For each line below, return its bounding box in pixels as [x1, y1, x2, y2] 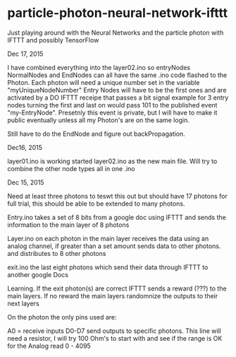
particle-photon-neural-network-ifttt [7, 5, 228, 21]
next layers [7, 299, 40, 308]
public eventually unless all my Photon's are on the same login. [7, 115, 190, 124]
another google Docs [7, 270, 69, 279]
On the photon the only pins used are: [7, 312, 118, 321]
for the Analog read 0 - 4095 [7, 341, 92, 350]
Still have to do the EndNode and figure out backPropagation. [7, 129, 185, 138]
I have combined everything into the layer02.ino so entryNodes [7, 63, 191, 71]
